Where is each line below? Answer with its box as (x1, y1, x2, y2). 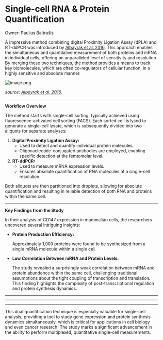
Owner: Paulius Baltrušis (5, 30, 54, 36)
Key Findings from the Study (5, 207, 64, 213)
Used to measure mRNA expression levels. (19, 163, 105, 169)
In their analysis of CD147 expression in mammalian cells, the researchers (5, 216, 152, 222)
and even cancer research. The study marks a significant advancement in (5, 324, 152, 330)
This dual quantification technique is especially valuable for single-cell (5, 308, 146, 314)
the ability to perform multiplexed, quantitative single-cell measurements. (5, 329, 151, 335)
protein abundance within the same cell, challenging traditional (12, 270, 138, 276)
